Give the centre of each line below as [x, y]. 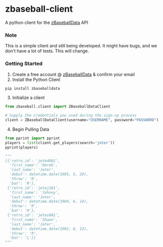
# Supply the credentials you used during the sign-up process [71, 116]
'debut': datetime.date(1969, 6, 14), [49, 202]
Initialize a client [28, 98]
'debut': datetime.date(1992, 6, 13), [49, 229]
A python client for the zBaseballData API [47, 22]
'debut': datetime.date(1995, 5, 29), [49, 174]
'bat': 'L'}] [23, 238]
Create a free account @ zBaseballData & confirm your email [73, 74]
